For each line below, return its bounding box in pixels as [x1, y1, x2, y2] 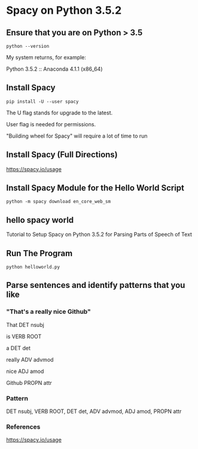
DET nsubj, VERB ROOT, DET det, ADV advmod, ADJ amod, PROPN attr [6, 408, 182, 415]
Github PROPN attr [6, 379, 52, 386]
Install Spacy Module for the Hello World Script [6, 183, 184, 193]
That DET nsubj [6, 321, 45, 328]
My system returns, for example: [6, 54, 87, 60]
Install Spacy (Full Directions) [6, 150, 118, 160]
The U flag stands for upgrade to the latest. [6, 109, 113, 116]
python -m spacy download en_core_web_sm [6, 199, 111, 205]
